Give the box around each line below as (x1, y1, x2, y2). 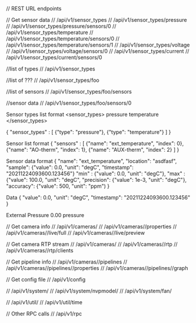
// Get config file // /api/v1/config (6, 276, 86, 283)
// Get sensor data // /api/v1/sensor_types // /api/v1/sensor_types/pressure (6, 16, 187, 23)
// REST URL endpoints (6, 5, 62, 12)
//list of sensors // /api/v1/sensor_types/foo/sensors (6, 88, 132, 95)
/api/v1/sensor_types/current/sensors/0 (6, 54, 102, 61)
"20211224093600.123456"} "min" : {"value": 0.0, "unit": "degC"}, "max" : (6, 170, 185, 177)
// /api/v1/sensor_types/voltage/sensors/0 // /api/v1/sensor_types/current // (6, 48, 190, 55)
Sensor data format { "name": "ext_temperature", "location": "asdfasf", (6, 158, 177, 164)
